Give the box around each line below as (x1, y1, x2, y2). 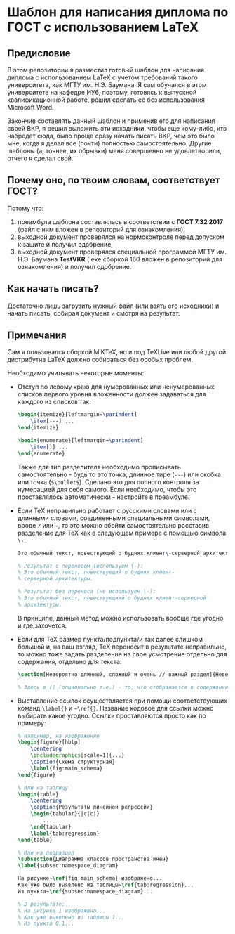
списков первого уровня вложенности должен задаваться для (17, 390, 206, 398)
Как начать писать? (7, 283, 100, 295)
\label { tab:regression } (30, 830, 100, 837)
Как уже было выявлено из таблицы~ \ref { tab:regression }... (17, 881, 194, 889)
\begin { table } (17, 791, 59, 798)
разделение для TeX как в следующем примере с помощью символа (17, 528, 227, 537)
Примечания (7, 330, 67, 342)
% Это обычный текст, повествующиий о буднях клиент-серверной (17, 595, 207, 602)
